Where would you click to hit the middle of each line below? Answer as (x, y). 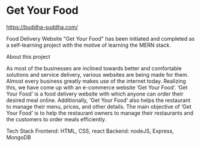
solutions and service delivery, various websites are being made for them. (97, 74)
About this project (28, 56)
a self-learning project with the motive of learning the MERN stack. (88, 45)
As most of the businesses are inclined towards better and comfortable (94, 68)
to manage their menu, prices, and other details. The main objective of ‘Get (99, 106)
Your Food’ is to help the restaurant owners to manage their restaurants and (100, 113)
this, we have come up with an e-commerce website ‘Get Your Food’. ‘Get (97, 87)
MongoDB (19, 137)
